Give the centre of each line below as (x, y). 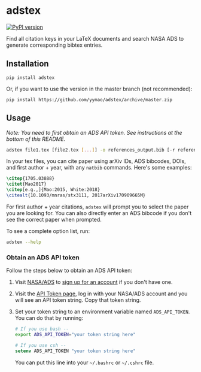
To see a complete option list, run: (48, 231)
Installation (28, 64)
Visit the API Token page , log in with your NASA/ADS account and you (101, 294)
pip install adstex (31, 78)
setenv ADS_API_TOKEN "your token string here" (75, 351)
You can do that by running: (49, 318)
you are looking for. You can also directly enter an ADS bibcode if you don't (99, 213)
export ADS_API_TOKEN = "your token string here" (75, 334)
